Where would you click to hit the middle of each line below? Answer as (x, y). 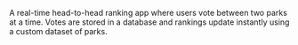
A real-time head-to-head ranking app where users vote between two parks (148, 13)
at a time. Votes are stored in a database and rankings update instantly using (149, 22)
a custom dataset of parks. (59, 31)
